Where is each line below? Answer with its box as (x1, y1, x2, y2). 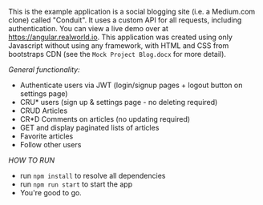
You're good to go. (19, 188, 82, 197)
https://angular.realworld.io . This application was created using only (8, 32, 233, 42)
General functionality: (8, 65, 80, 74)
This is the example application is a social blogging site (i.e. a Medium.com (8, 7, 256, 16)
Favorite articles (19, 131, 74, 141)
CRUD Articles (19, 106, 68, 115)
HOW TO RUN (8, 155, 55, 165)
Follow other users (19, 140, 82, 149)
